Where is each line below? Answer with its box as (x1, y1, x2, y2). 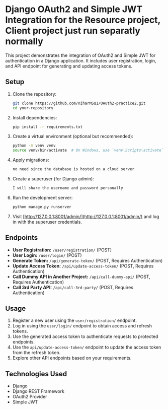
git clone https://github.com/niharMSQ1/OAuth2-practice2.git (12, 101, 146, 106)
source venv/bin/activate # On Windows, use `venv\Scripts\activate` (12, 148, 164, 153)
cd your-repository (12, 105, 54, 110)
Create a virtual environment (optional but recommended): (12, 133, 133, 140)
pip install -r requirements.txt (12, 124, 83, 129)
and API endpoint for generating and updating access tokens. (5, 63, 133, 69)
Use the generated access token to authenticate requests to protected (12, 333, 158, 339)
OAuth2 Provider (12, 394, 47, 400)
